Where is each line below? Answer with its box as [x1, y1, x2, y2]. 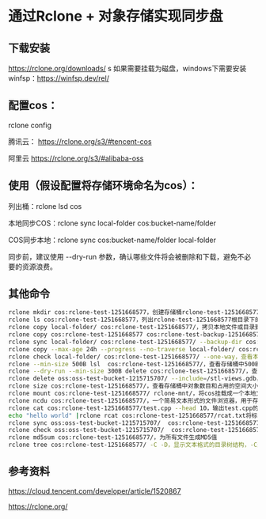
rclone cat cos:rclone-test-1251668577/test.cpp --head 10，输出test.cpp [8, 404, 253, 412]
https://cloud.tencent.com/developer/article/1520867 [8, 486, 181, 495]
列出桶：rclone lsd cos [8, 201, 82, 210]
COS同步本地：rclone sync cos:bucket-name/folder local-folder [8, 235, 216, 244]
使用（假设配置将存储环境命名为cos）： [8, 179, 199, 192]
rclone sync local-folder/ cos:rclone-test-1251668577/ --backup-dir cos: [8, 338, 260, 346]
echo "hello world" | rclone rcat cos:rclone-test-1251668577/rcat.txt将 [8, 411, 252, 419]
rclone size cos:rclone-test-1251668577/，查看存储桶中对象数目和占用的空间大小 [8, 382, 259, 390]
